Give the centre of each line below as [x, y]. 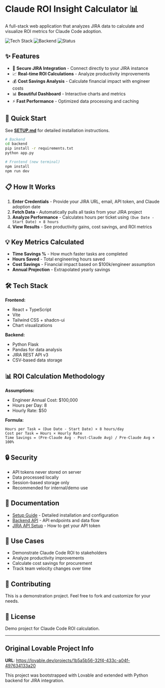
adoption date [26, 206]
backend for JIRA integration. [35, 680]
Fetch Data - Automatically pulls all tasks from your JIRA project [77, 212]
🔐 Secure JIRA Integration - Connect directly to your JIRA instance [80, 68]
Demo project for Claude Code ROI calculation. [53, 628]
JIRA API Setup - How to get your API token [56, 525]
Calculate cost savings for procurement [52, 563]
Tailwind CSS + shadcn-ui [38, 320]
